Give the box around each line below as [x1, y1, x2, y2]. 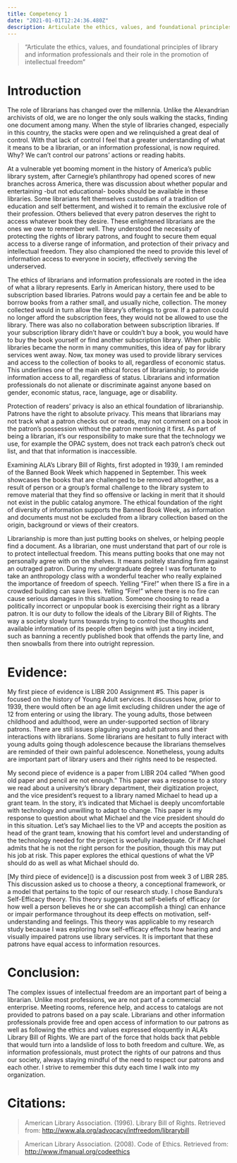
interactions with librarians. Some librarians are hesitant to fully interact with [7, 732, 229, 741]
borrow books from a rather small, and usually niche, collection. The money [7, 298, 227, 307]
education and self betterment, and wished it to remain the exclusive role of [7, 202, 227, 210]
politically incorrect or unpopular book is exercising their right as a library [7, 602, 220, 611]
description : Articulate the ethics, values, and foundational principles [7, 23, 232, 30]
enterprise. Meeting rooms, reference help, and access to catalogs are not [7, 1003, 224, 1012]
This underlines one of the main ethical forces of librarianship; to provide [7, 366, 219, 374]
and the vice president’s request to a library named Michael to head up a [7, 792, 218, 800]
